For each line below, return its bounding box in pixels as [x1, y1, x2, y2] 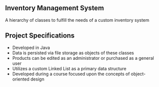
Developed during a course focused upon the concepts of [12, 71, 130, 77]
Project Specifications [5, 32, 75, 40]
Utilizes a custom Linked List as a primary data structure [12, 65, 127, 71]
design [30, 76, 44, 82]
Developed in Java [12, 44, 50, 50]
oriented [12, 76, 30, 82]
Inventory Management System [5, 4, 104, 12]
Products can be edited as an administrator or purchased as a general [12, 55, 154, 61]
